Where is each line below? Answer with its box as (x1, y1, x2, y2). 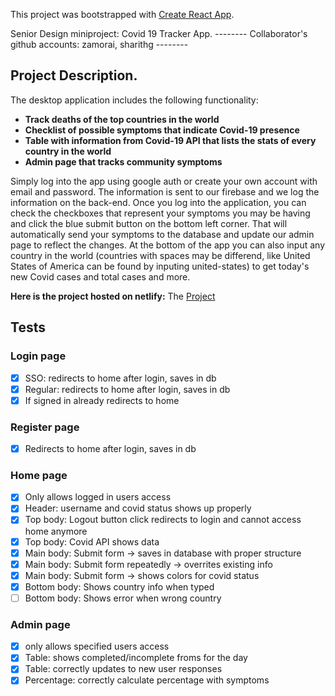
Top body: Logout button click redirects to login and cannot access (24, 514, 302, 526)
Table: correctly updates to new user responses (24, 663, 223, 675)
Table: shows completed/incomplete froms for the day (24, 652, 248, 664)
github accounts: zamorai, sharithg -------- (10, 39, 189, 50)
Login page (10, 349, 67, 363)
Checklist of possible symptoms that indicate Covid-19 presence (24, 124, 300, 136)
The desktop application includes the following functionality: (10, 94, 259, 106)
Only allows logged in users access (24, 491, 172, 503)
